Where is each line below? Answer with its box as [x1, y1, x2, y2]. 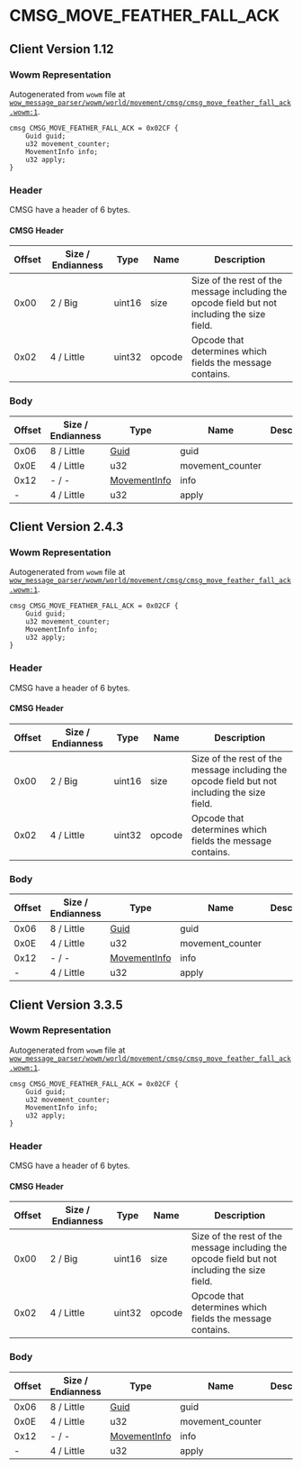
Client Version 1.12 [9, 41, 114, 57]
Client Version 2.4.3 [9, 519, 124, 534]
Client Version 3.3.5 [9, 997, 123, 1012]
